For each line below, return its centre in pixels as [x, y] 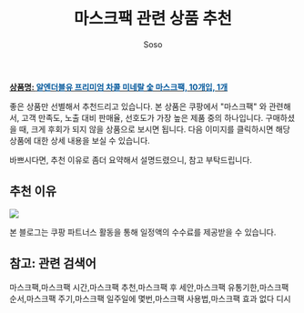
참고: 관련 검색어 [53, 263]
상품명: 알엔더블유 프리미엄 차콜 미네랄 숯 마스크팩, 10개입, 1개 [119, 86]
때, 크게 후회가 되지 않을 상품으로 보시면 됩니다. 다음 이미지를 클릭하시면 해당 [155, 129]
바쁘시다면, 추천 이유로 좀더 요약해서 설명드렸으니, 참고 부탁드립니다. [131, 159]
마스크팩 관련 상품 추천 [153, 19]
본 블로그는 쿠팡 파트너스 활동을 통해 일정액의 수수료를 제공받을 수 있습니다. [143, 232]
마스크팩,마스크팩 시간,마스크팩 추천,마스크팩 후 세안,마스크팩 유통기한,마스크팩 [149, 287]
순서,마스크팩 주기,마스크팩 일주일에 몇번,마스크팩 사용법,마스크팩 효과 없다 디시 [150, 298]
